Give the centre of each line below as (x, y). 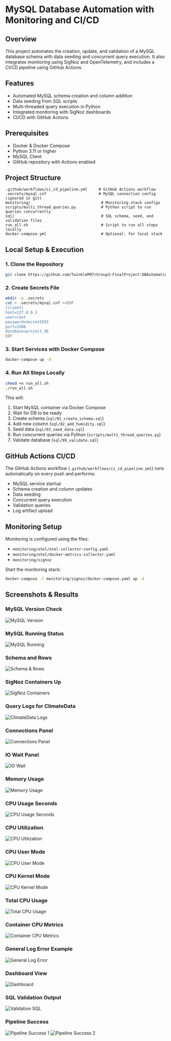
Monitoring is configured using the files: (47, 539)
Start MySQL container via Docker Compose (59, 408)
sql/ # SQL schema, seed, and (79, 216)
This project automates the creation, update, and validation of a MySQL (80, 51)
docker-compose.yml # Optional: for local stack (84, 234)
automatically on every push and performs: (50, 474)
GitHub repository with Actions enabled (54, 162)
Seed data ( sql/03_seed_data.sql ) (48, 429)
